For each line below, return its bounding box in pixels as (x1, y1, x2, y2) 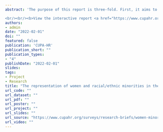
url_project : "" (5, 106, 38, 111)
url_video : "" (5, 119, 34, 124)
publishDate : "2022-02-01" (5, 61, 60, 66)
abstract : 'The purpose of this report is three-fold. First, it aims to (5, 7, 158, 12)
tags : (5, 70, 16, 75)
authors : (5, 20, 23, 25)
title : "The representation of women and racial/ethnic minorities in (5, 83, 151, 88)
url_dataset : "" (5, 93, 38, 98)
